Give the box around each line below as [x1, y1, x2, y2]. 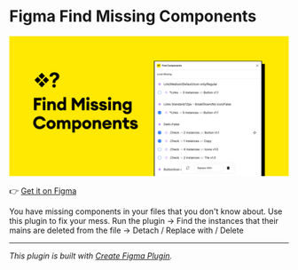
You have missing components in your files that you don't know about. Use [9, 206, 283, 217]
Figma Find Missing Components [9, 6, 257, 27]
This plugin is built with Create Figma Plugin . [9, 250, 173, 261]
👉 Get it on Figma [9, 185, 77, 196]
